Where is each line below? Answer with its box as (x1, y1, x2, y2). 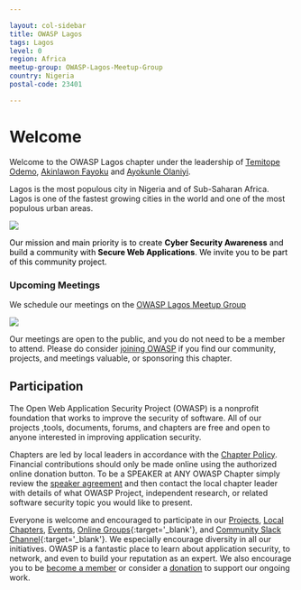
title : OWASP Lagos (9, 29, 83, 39)
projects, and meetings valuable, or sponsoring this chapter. (9, 353, 233, 364)
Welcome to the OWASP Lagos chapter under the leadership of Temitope (9, 156, 281, 167)
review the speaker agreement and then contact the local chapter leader (9, 477, 278, 488)
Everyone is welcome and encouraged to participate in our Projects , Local (9, 514, 284, 525)
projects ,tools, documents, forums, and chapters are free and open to (9, 421, 270, 433)
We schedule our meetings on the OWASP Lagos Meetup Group (9, 299, 246, 309)
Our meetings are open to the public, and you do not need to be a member (9, 333, 286, 344)
